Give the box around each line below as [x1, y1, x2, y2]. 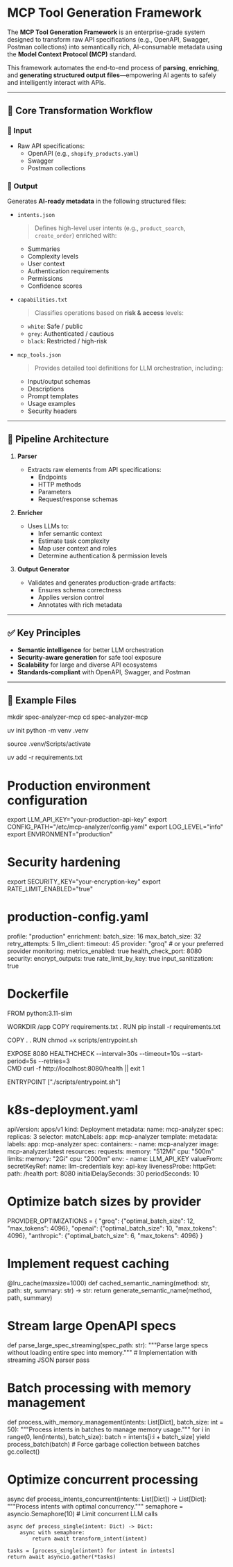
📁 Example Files [7, 694, 77, 706]
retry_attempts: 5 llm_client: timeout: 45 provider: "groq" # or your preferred [7, 940, 224, 948]
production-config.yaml [7, 909, 149, 925]
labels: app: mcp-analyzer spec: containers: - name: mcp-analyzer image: [7, 1140, 219, 1148]
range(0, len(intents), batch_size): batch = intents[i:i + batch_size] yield [7, 1432, 210, 1440]
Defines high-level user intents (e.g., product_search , [34, 224, 186, 232]
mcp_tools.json [17, 351, 62, 359]
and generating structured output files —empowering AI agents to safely [7, 71, 216, 79]
